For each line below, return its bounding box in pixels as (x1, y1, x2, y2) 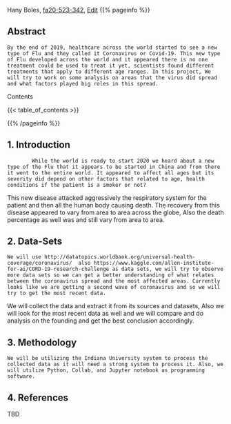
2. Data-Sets (7, 236, 63, 248)
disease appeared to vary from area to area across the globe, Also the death (7, 208, 224, 216)
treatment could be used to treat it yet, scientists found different (7, 62, 214, 69)
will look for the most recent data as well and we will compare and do (7, 310, 204, 318)
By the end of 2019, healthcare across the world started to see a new (7, 44, 217, 51)
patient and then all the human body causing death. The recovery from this (7, 201, 220, 209)
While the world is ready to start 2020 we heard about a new (32, 157, 214, 164)
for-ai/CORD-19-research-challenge (7, 265, 110, 273)
